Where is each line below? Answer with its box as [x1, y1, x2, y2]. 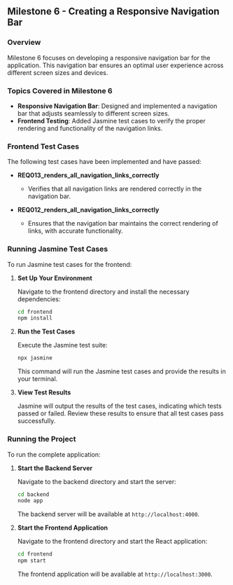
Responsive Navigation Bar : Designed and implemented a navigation [17, 102, 218, 110]
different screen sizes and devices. [7, 68, 108, 76]
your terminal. [17, 375, 58, 383]
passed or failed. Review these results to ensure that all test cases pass [17, 409, 224, 418]
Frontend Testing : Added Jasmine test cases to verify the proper [17, 116, 206, 125]
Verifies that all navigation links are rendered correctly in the [27, 185, 202, 193]
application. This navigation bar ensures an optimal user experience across [7, 61, 224, 69]
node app [17, 497, 43, 504]
